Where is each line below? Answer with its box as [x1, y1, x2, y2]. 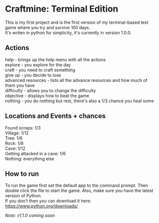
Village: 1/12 [5, 130, 29, 136]
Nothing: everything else [5, 156, 54, 161]
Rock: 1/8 [5, 140, 24, 146]
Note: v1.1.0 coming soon [5, 212, 55, 219]
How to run [5, 170, 39, 178]
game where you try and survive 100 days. [5, 24, 90, 30]
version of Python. [5, 193, 42, 199]
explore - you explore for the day [5, 62, 71, 67]
